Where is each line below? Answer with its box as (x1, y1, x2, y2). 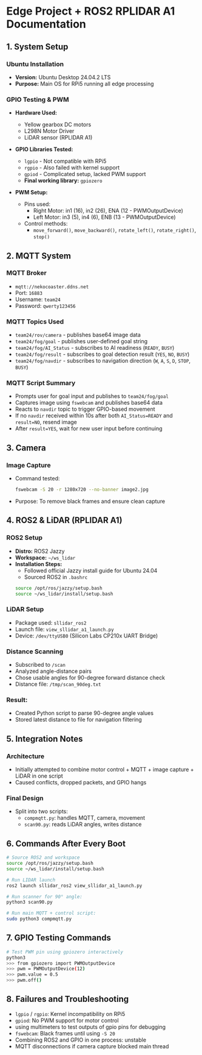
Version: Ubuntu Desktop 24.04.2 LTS (15, 73, 111, 80)
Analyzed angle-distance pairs (15, 667, 92, 675)
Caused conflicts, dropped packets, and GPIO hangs (15, 779, 147, 786)
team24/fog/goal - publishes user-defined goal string (15, 338, 148, 345)
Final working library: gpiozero (24, 177, 103, 184)
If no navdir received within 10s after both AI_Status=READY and (15, 412, 173, 419)
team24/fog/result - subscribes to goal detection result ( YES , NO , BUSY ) (15, 350, 190, 358)
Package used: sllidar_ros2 (15, 619, 87, 626)
